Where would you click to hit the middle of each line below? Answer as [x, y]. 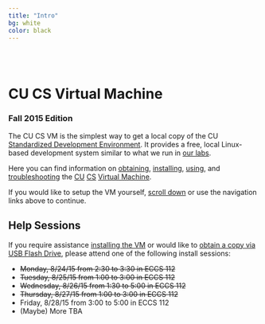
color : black [30, 30]
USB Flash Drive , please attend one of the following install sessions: [119, 253]
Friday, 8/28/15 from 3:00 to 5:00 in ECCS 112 [94, 303]
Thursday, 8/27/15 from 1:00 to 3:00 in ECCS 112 [99, 294]
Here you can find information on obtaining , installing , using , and [114, 168]
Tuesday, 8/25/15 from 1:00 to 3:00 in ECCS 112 [97, 277]
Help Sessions [45, 226]
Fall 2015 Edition [41, 119]
